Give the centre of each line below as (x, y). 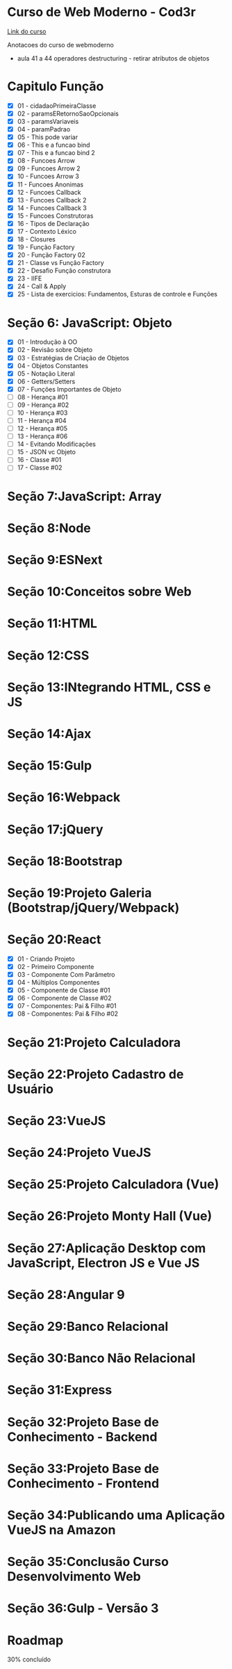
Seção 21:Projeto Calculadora (94, 1043)
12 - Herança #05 (42, 429)
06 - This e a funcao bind (53, 145)
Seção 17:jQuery (55, 829)
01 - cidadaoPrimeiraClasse (57, 106)
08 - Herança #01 (42, 397)
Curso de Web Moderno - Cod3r (101, 12)
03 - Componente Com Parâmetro (66, 974)
